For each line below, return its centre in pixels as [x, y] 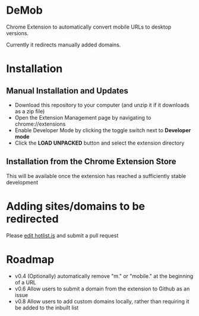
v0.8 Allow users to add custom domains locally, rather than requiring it [102, 301]
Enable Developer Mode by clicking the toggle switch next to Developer [103, 130]
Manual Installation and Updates [67, 91]
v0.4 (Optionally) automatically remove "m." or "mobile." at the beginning [104, 276]
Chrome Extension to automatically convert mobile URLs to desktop [89, 27]
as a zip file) [30, 111]
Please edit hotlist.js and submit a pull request [62, 235]
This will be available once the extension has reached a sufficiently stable [96, 176]
